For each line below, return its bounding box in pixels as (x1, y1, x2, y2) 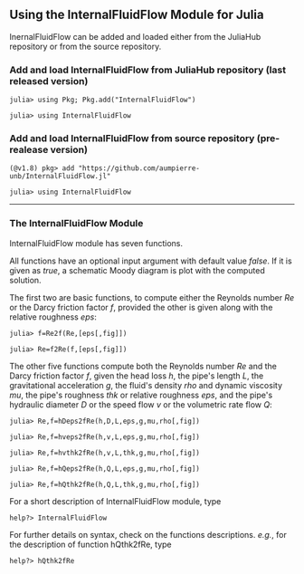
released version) (9, 74, 89, 87)
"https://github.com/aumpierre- (78, 164, 201, 173)
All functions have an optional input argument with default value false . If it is (9, 255, 292, 266)
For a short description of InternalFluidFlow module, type (9, 495, 222, 506)
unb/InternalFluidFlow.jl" (9, 172, 111, 181)
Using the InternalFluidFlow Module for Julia (9, 7, 264, 23)
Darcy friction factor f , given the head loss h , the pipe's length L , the (9, 370, 264, 381)
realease (9, 144, 49, 157)
